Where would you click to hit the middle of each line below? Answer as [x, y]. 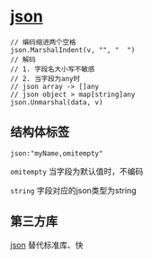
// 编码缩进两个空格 [43, 42]
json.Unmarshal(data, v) [57, 102]
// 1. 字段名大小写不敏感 [53, 69]
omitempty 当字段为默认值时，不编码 [77, 171]
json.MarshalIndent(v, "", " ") [73, 50]
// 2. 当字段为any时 [45, 78]
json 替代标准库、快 [47, 245]
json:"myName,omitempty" [57, 153]
